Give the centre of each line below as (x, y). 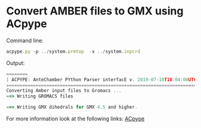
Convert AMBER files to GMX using (95, 11)
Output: (16, 63)
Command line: (25, 40)
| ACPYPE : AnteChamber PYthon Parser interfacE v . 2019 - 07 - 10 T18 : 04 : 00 (97, 79)
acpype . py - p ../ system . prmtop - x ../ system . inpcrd (73, 51)
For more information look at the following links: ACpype (75, 119)
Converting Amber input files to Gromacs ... (64, 91)
